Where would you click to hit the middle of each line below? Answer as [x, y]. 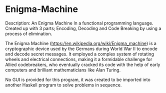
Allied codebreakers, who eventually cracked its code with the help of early [83, 64]
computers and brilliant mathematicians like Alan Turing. [63, 70]
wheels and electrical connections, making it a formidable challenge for [79, 59]
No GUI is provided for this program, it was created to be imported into [78, 79]
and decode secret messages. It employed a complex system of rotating [79, 54]
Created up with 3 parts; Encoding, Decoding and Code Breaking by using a [83, 28]
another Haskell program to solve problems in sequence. [63, 85]
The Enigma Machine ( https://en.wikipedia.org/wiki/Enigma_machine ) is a [81, 43]
